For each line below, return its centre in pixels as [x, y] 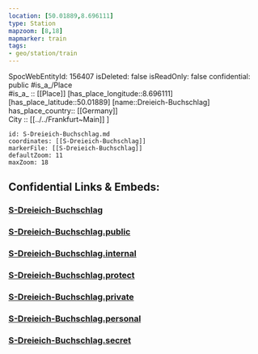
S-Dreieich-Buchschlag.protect [72, 276]
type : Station [32, 23]
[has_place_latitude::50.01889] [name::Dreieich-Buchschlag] [109, 102]
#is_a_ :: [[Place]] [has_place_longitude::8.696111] [91, 93]
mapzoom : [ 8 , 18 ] [36, 31]
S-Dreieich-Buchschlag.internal [72, 254]
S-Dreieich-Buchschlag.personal [75, 318]
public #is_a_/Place [40, 85]
